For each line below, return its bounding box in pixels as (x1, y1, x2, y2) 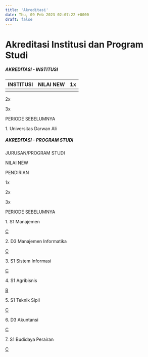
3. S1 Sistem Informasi (5, 258, 52, 264)
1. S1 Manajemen (5, 218, 40, 224)
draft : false (5, 17, 33, 22)
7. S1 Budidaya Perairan (5, 336, 54, 342)
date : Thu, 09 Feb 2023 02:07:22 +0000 (5, 12, 89, 17)
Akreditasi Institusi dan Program (5, 38, 144, 50)
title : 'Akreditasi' (5, 7, 49, 13)
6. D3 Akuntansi (5, 316, 39, 323)
